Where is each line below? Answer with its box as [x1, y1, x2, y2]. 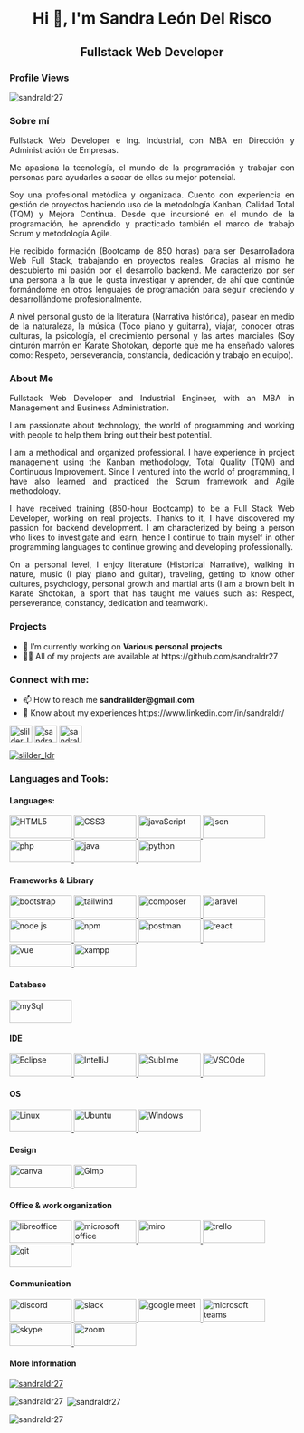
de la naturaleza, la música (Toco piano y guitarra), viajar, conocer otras [9, 321, 295, 332]
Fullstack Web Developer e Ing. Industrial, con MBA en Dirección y [9, 135, 295, 146]
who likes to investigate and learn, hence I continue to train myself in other [9, 532, 295, 543]
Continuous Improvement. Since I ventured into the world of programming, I [9, 466, 295, 477]
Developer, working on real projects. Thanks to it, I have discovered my [9, 513, 295, 524]
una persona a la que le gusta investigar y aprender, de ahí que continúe [9, 274, 295, 285]
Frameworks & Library [9, 874, 95, 886]
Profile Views [9, 72, 70, 84]
